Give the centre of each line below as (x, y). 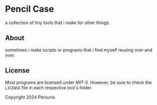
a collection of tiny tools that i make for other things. (57, 23)
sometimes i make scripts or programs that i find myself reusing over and (79, 50)
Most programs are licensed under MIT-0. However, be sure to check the (78, 82)
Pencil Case (30, 9)
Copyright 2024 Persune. (31, 97)
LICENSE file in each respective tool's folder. (49, 87)
